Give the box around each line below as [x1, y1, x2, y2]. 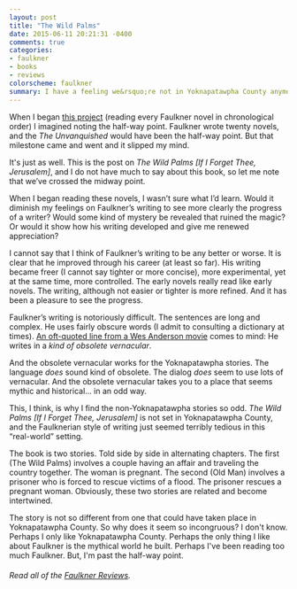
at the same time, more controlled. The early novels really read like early [9, 275, 272, 286]
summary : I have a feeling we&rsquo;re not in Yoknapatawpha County [9, 87, 267, 96]
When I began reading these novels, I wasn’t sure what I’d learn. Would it [9, 192, 274, 204]
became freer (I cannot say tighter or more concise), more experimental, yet [9, 267, 286, 277]
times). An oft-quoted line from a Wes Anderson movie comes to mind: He [9, 330, 278, 341]
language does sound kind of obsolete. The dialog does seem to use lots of [9, 367, 284, 377]
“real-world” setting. [9, 430, 84, 441]
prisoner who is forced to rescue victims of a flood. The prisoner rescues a [9, 476, 282, 487]
